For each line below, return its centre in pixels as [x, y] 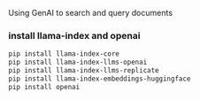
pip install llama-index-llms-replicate [84, 71]
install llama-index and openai [74, 35]
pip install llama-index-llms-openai [78, 62]
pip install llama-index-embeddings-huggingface [100, 79]
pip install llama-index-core [64, 54]
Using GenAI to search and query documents [91, 13]
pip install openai [44, 87]
